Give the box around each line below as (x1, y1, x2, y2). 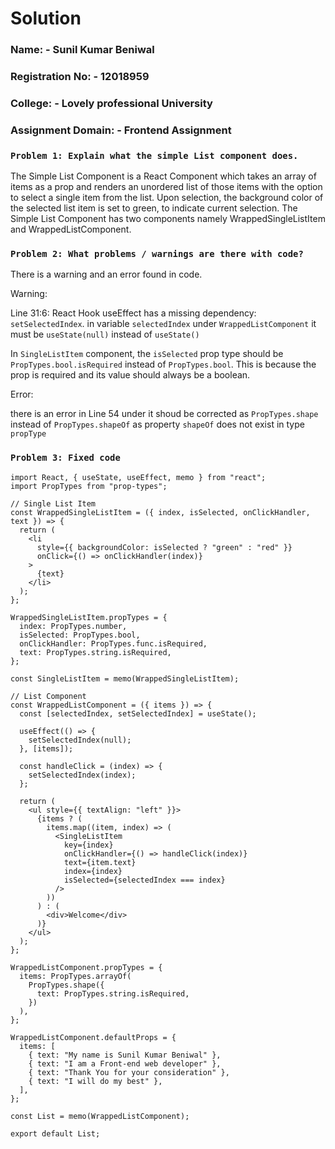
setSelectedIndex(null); (28, 735, 132, 745)
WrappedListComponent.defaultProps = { (10, 1032, 177, 1042)
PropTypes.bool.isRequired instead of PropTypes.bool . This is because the (10, 358, 317, 371)
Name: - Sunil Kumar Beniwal (10, 43, 155, 57)
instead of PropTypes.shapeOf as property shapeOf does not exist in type (10, 418, 305, 431)
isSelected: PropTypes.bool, (19, 630, 141, 640)
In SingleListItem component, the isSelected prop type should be (10, 348, 284, 360)
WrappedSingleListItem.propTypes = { (10, 612, 168, 622)
